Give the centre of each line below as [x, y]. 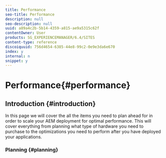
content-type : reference [31, 42]
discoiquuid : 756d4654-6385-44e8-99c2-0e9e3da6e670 [60, 47]
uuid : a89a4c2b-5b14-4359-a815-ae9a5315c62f [52, 28]
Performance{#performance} [68, 85]
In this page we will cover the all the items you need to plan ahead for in [79, 116]
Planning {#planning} [32, 150]
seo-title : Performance [30, 14]
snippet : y [16, 61]
